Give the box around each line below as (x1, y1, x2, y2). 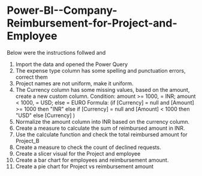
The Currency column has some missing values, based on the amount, (15, 86, 190, 93)
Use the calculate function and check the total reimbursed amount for (15, 130, 188, 138)
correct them (15, 73, 48, 80)
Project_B (15, 137, 40, 144)
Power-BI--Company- (7, 4, 117, 17)
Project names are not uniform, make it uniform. (15, 79, 134, 87)
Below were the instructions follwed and (7, 49, 106, 56)
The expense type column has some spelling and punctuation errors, (15, 67, 186, 74)
